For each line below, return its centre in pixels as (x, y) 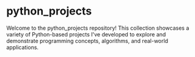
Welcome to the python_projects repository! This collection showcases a (98, 28)
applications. (22, 47)
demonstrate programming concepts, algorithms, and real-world (87, 41)
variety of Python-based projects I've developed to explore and (86, 34)
